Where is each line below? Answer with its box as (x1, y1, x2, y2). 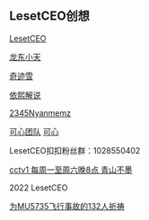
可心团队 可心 (9, 126, 59, 136)
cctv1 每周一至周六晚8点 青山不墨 (9, 164, 133, 175)
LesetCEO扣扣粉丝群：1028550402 (9, 145, 141, 155)
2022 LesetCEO (9, 182, 68, 193)
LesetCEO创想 (9, 8, 90, 24)
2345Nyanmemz (9, 107, 72, 119)
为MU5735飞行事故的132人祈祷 (9, 200, 125, 211)
